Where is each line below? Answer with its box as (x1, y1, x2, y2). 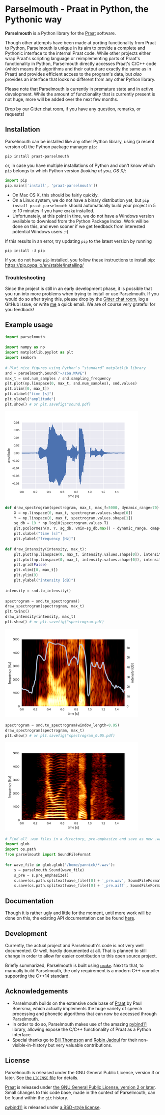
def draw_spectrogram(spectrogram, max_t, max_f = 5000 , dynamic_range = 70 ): (5, 505, 162, 510)
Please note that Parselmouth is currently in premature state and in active (5, 86, 154, 92)
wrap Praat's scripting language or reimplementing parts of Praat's (5, 55, 140, 61)
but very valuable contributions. (48, 1042, 112, 1048)
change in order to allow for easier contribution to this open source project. (5, 953, 157, 958)
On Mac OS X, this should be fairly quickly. (12, 192, 99, 198)
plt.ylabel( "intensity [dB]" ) (14, 578, 76, 583)
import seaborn (5, 355, 36, 360)
